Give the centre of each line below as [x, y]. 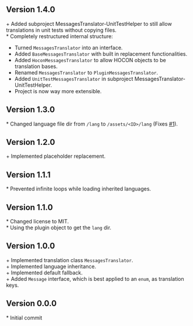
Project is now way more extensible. [58, 91]
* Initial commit [24, 317]
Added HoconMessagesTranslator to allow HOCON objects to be [90, 60]
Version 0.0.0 [31, 303]
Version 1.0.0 [31, 246]
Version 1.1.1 [28, 174]
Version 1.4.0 [31, 10]
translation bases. [36, 66]
